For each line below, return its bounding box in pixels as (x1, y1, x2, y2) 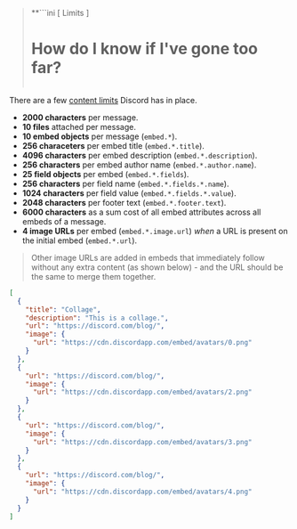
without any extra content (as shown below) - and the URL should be (30, 262, 284, 273)
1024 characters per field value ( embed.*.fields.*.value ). (21, 187, 237, 199)
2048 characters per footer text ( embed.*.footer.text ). (21, 197, 227, 208)
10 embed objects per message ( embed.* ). (21, 131, 178, 142)
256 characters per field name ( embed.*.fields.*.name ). (21, 178, 229, 189)
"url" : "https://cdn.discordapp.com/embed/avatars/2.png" (32, 387, 253, 397)
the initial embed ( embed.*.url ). (21, 235, 138, 246)
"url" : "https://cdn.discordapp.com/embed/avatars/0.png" (32, 338, 253, 347)
